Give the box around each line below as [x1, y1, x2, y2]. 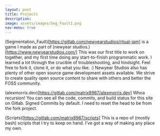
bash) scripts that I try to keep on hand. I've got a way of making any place [5, 120, 155, 126]
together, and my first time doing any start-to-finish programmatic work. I [5, 54, 152, 60]
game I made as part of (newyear [5, 44, 72, 50]
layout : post [5, 7, 32, 12]
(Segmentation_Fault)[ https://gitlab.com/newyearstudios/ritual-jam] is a [5, 39, 149, 45]
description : [5, 16, 32, 21]
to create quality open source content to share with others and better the [5, 75, 151, 81]
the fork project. [5, 106, 37, 112]
